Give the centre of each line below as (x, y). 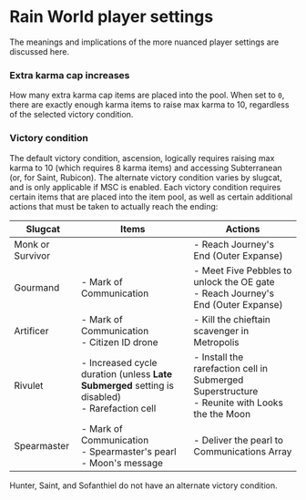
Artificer (31, 331)
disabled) (101, 396)
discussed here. (40, 51)
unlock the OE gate (234, 281)
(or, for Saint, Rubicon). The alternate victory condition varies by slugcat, (146, 177)
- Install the (219, 357)
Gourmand (37, 287)
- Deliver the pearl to (239, 440)
